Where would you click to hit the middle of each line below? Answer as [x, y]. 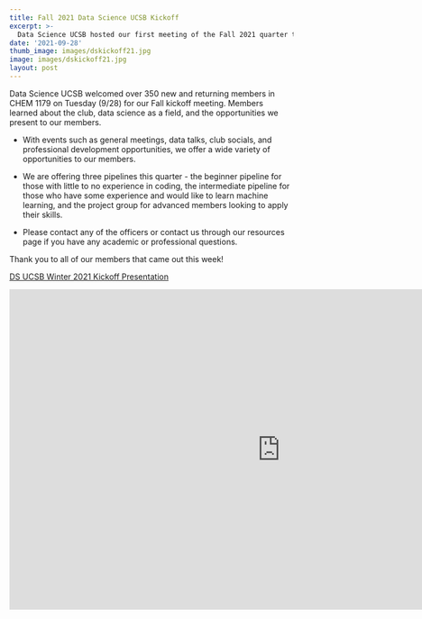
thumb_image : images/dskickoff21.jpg [80, 51]
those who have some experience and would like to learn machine [145, 196]
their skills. [42, 214]
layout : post [34, 68]
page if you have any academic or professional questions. [130, 241]
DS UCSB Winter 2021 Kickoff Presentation [89, 277]
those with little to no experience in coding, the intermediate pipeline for [156, 186]
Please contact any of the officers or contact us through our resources [154, 232]
